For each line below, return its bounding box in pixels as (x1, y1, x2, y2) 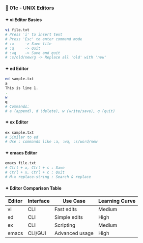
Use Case (62, 198, 86, 205)
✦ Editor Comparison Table (5, 185, 61, 191)
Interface (28, 198, 50, 205)
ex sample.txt (5, 130, 34, 135)
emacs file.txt (5, 161, 36, 166)
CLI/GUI (28, 230, 46, 237)
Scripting (54, 222, 76, 229)
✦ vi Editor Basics (5, 17, 42, 23)
